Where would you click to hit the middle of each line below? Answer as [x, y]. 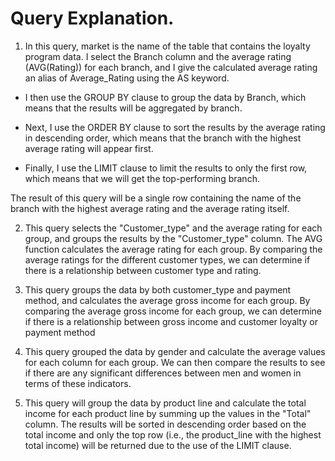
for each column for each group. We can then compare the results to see [175, 362]
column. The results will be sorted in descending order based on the [165, 424]
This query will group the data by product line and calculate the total [165, 403]
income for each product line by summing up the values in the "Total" [168, 413]
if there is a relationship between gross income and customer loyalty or [171, 321]
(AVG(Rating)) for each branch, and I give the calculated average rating [171, 67]
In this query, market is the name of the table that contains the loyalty [167, 46]
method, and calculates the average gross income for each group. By [167, 300]
